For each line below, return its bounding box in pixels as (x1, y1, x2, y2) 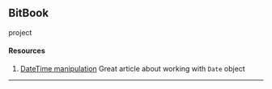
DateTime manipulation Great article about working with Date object (19, 64, 245, 74)
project (8, 27, 32, 37)
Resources (8, 46, 46, 55)
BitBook (8, 6, 49, 20)
